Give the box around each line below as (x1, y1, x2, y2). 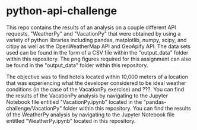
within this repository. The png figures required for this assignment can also (6, 55, 192, 62)
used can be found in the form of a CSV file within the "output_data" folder (6, 49, 189, 56)
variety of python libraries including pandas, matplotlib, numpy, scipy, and (6, 36, 187, 43)
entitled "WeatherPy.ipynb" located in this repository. (6, 117, 136, 124)
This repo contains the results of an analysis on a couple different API (6, 24, 176, 31)
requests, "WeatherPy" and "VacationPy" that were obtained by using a (6, 30, 181, 37)
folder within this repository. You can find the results (63, 104, 191, 112)
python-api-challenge (6, 4, 117, 18)
